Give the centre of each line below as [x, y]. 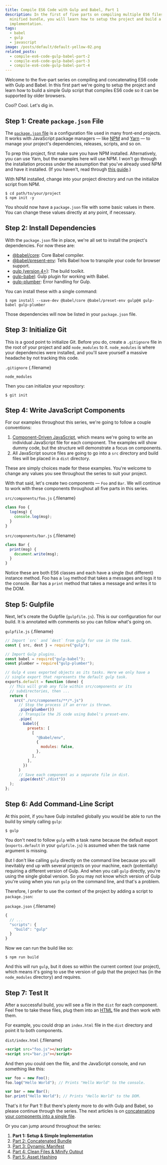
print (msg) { [23, 549]
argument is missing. [27, 850]
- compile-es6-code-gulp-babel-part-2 [50, 56]
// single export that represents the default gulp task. [66, 677]
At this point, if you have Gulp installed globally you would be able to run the [83, 816]
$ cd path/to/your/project [33, 193]
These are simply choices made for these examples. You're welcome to [78, 468]
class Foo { [17, 508]
